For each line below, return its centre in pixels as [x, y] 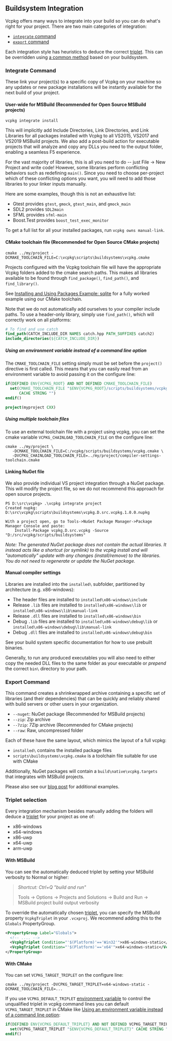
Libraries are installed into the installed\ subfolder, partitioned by [75, 584]
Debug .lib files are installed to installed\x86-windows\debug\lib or [85, 621]
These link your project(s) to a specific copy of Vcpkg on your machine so [83, 82]
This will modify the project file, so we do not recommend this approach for [85, 489]
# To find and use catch [32, 329]
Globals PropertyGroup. [30, 923]
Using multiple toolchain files [37, 419]
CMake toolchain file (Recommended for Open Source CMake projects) [82, 242]
